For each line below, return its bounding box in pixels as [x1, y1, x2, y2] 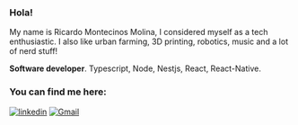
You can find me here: [9, 85, 108, 98]
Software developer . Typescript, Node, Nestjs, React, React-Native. [9, 63, 262, 74]
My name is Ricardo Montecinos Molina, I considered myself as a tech [9, 27, 268, 38]
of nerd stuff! [9, 46, 58, 57]
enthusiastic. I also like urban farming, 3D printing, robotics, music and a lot [9, 36, 289, 47]
